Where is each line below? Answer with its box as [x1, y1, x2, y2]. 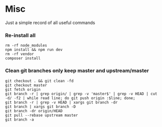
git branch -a [5, 117, 34, 122]
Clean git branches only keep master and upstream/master [5, 67, 149, 74]
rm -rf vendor [5, 51, 34, 57]
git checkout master [5, 82, 48, 88]
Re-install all [5, 32, 36, 39]
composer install [5, 56, 41, 61]
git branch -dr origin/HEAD [5, 108, 63, 113]
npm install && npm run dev [5, 48, 63, 52]
